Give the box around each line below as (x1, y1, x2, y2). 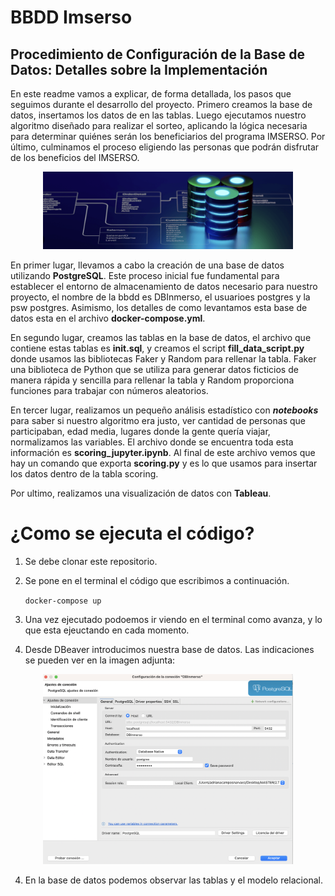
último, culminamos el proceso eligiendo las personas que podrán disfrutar (10, 141, 320, 153)
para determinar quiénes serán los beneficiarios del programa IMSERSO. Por (10, 131, 326, 142)
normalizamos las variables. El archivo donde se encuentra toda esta (10, 436, 294, 448)
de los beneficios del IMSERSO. (10, 152, 140, 163)
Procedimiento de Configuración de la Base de (10, 46, 305, 63)
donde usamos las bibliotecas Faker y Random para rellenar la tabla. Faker (10, 352, 317, 365)
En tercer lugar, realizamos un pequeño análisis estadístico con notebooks (10, 404, 319, 416)
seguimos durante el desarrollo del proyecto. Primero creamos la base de (10, 99, 313, 110)
